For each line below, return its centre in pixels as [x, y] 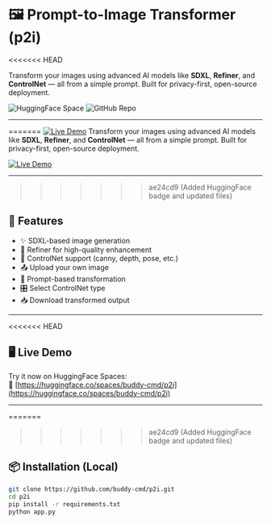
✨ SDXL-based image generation [75, 240]
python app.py [32, 512]
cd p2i [19, 497]
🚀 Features [36, 221]
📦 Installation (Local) [63, 466]
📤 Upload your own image [64, 267]
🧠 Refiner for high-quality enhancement [85, 249]
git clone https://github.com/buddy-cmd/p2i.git [92, 489]
